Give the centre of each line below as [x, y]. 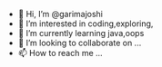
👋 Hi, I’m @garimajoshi [60, 14]
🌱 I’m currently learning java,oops [81, 33]
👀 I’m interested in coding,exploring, [86, 24]
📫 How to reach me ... [60, 53]
